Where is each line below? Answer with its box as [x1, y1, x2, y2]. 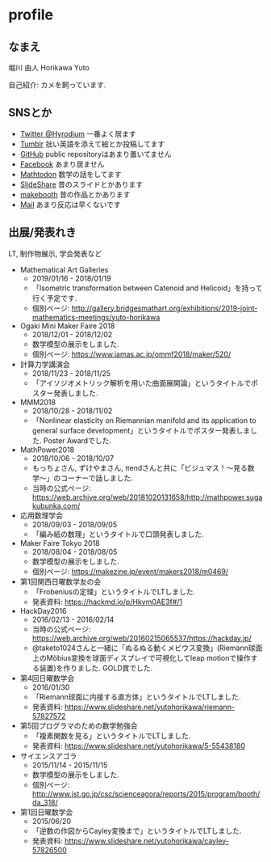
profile [8, 6, 54, 24]
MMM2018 [19, 397, 56, 407]
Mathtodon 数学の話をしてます [19, 169, 123, 179]
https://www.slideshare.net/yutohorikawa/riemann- [64, 702, 236, 712]
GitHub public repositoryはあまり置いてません [19, 149, 172, 158]
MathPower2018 [19, 445, 75, 454]
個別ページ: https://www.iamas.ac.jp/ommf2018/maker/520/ [31, 349, 231, 359]
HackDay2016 [19, 606, 67, 615]
